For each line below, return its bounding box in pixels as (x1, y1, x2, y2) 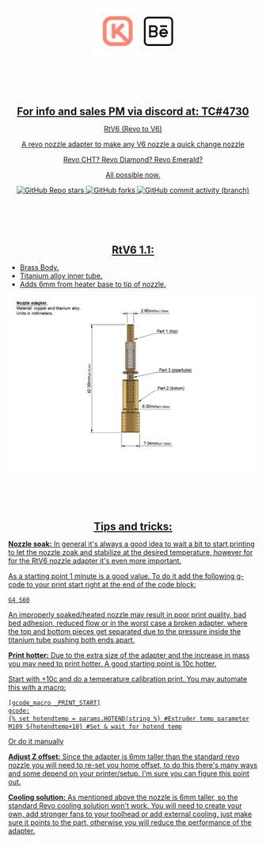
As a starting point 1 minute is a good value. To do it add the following (8, 571, 235, 580)
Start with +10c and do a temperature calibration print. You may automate (8, 674, 248, 683)
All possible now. (105, 170, 161, 180)
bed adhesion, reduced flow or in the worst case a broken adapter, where (8, 618, 248, 628)
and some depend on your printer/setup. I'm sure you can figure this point (8, 769, 249, 778)
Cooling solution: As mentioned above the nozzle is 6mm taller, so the (8, 792, 238, 802)
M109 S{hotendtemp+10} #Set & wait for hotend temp (8, 723, 182, 731)
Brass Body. (19, 263, 59, 272)
